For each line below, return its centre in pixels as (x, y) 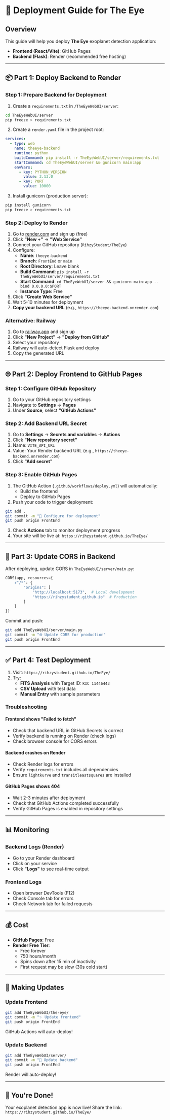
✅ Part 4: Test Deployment (48, 660)
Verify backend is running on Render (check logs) (64, 736)
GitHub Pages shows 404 (33, 786)
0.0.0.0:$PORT (47, 286)
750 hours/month (38, 956)
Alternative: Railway (31, 321)
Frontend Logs (24, 882)
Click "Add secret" (33, 462)
